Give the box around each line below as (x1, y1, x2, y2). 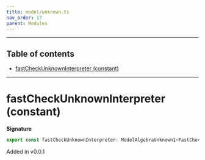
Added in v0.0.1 (6, 148, 45, 155)
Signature (6, 125, 32, 133)
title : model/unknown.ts (6, 9, 70, 15)
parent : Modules (6, 20, 48, 26)
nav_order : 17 (6, 15, 43, 21)
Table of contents (6, 48, 74, 59)
